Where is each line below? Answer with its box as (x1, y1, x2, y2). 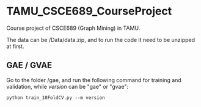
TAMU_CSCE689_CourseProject (6, 4, 172, 18)
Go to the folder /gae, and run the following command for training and (6, 76, 181, 83)
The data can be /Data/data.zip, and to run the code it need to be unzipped (6, 36, 196, 43)
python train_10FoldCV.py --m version (6, 94, 105, 101)
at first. (6, 43, 24, 50)
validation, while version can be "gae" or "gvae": (6, 83, 129, 90)
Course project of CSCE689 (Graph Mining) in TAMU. (6, 24, 141, 32)
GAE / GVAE (6, 60, 53, 71)
